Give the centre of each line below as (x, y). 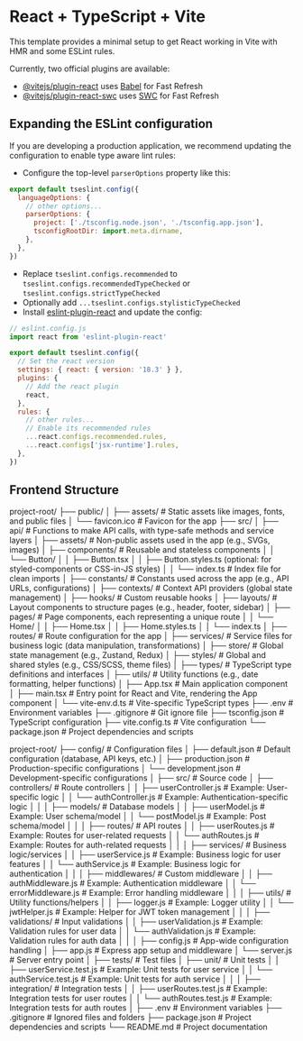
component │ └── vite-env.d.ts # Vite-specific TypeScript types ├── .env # (151, 703)
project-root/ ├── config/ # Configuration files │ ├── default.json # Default (150, 749)
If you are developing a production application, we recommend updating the (150, 145)
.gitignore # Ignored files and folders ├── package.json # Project (131, 1018)
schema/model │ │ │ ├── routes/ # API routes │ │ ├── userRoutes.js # (142, 826)
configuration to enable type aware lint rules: (92, 155)
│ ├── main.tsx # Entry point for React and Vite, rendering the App (133, 694)
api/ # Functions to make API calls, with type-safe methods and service (142, 531)
